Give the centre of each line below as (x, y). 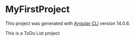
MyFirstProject (37, 9)
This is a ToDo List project (33, 33)
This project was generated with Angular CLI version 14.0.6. (68, 23)
